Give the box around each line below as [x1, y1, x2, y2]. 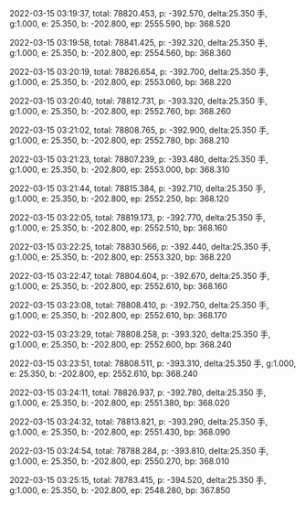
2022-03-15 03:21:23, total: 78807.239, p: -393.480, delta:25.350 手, [9, 154, 268, 165]
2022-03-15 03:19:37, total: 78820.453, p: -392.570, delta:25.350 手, [9, 8, 268, 18]
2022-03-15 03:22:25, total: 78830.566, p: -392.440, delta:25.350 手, [9, 242, 271, 252]
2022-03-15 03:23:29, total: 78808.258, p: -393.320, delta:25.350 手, [9, 328, 271, 339]
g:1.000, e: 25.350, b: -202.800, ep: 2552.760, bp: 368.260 [9, 106, 231, 116]
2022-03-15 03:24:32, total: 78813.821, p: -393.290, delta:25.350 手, [9, 416, 268, 427]
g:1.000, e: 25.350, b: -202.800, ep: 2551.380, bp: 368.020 [9, 397, 230, 408]
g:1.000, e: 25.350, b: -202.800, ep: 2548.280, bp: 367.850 [9, 485, 231, 496]
